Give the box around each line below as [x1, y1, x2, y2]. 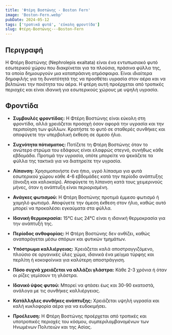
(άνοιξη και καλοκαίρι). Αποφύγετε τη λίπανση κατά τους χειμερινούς [12, 178, 163, 185]
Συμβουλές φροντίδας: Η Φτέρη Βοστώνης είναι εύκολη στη [12, 115, 146, 121]
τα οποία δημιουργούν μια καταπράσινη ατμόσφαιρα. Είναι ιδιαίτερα [5, 70, 152, 76]
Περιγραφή [5, 46, 44, 54]
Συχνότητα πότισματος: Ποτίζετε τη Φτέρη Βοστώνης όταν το [12, 141, 148, 147]
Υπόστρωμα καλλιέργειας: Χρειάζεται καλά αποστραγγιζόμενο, [12, 246, 154, 252]
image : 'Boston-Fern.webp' [5, 12, 63, 17]
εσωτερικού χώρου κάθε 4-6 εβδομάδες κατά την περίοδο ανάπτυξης [12, 173, 163, 179]
